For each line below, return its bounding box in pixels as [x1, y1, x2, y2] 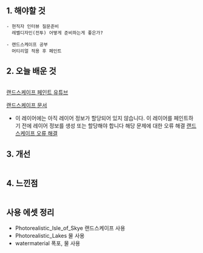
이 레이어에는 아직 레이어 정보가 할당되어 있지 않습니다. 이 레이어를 [15, 114, 173, 121]
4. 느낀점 [6, 178, 38, 188]
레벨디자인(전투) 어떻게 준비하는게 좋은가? [12, 30, 103, 36]
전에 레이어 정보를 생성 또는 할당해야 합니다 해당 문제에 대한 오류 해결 [21, 122, 185, 129]
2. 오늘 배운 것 [6, 66, 57, 76]
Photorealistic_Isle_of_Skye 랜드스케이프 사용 [15, 224, 126, 232]
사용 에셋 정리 [6, 207, 55, 217]
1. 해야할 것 [6, 5, 46, 16]
